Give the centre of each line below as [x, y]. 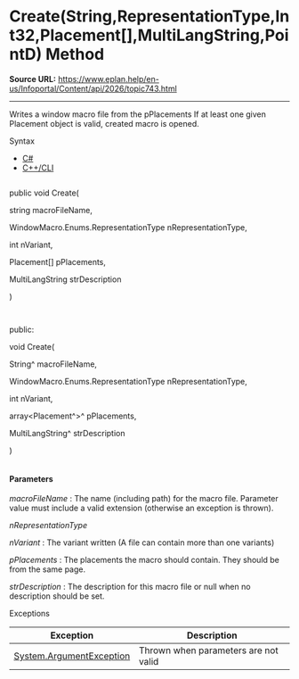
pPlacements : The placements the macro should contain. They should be [145, 560]
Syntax [22, 141]
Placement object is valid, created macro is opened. [104, 123]
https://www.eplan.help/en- [109, 79]
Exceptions [30, 614]
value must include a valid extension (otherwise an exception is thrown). [141, 508]
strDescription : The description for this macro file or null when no [130, 587]
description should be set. [57, 596]
